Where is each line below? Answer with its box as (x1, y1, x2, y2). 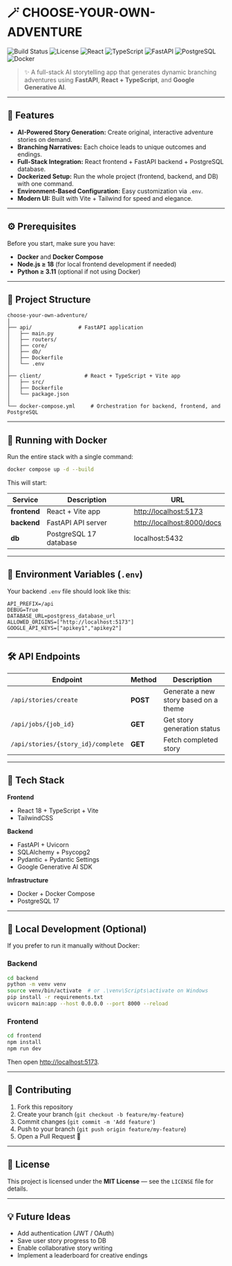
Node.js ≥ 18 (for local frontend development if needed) (17, 260, 177, 268)
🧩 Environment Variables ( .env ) (7, 568, 144, 581)
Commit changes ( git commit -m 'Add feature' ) (17, 1117, 155, 1125)
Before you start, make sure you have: (7, 239, 116, 247)
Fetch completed (163, 734, 219, 744)
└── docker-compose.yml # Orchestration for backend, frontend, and (7, 403, 221, 410)
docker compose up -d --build (7, 466, 95, 473)
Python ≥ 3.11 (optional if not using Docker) (17, 267, 141, 275)
